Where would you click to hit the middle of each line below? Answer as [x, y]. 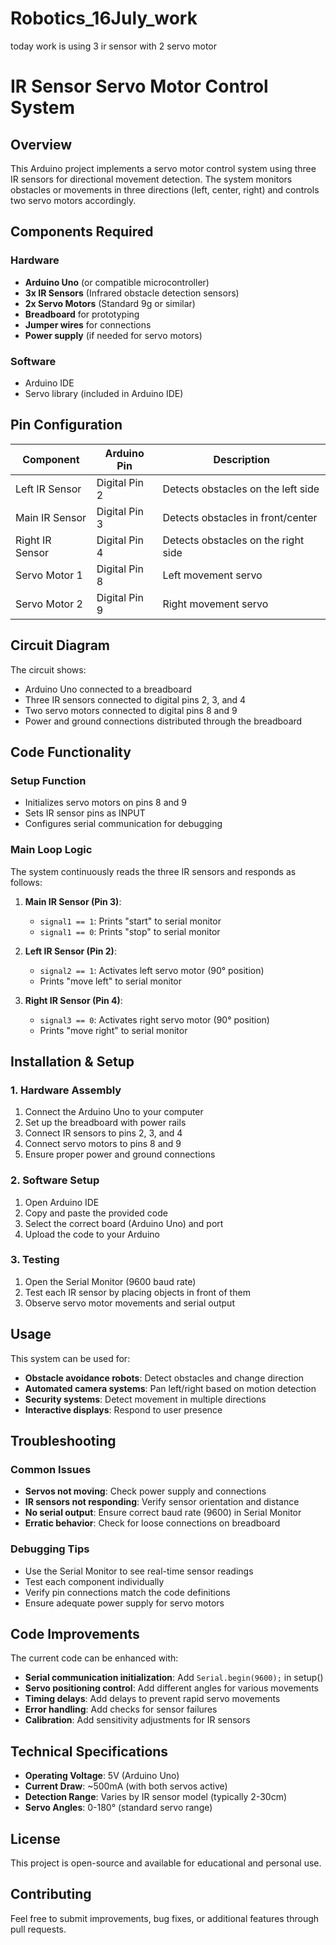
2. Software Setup [55, 1180]
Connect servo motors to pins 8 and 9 [103, 1144]
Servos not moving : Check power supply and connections [145, 1491]
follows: [26, 882]
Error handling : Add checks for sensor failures [121, 1709]
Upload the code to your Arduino [92, 1234]
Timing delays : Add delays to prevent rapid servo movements [152, 1699]
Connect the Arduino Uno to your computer [114, 1112]
